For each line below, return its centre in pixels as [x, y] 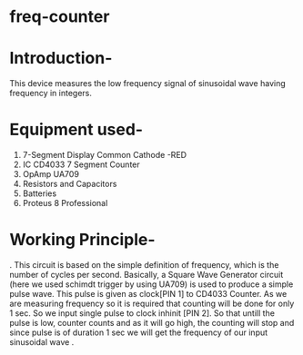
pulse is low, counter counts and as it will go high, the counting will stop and [152, 323]
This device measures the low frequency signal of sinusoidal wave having [148, 84]
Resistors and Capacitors [70, 184]
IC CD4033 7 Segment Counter [81, 164]
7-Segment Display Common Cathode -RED [105, 155]
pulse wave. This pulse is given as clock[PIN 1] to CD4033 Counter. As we [148, 294]
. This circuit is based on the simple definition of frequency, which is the [144, 265]
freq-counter [60, 17]
